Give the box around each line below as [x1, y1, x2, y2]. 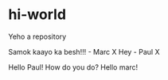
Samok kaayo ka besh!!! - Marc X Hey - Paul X [8, 47, 160, 56]
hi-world [8, 6, 66, 24]
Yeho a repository [8, 32, 67, 41]
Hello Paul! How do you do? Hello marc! [8, 62, 139, 72]
